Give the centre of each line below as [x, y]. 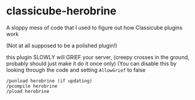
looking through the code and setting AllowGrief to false [76, 69]
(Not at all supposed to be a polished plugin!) [62, 46]
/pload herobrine [28, 91]
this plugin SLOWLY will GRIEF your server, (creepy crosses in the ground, [98, 57]
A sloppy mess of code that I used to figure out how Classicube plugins [94, 28]
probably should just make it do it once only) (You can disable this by [91, 63]
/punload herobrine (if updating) [49, 81]
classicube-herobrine [61, 11]
